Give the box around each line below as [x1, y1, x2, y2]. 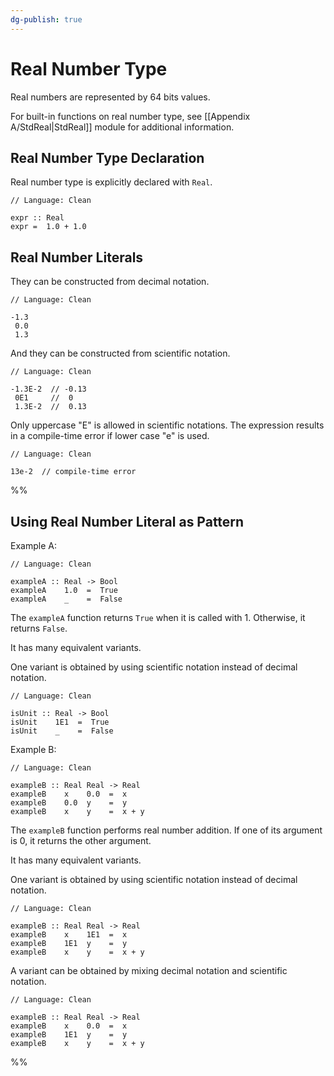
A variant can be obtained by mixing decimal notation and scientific [10, 965, 288, 976]
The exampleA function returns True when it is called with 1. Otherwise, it [10, 612, 306, 623]
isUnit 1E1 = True [10, 717, 110, 727]
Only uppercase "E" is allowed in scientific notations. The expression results [10, 419, 325, 431]
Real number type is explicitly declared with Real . [10, 176, 213, 188]
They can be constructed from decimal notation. [10, 276, 210, 288]
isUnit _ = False [10, 726, 114, 736]
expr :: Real [10, 213, 65, 223]
